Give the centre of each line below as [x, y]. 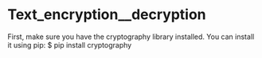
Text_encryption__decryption [107, 15]
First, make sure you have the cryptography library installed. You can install [131, 37]
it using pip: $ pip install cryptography [70, 44]
